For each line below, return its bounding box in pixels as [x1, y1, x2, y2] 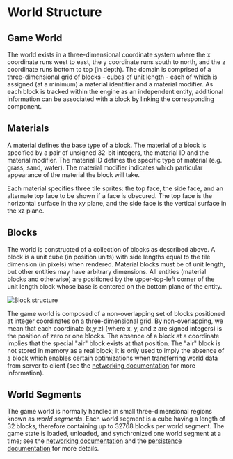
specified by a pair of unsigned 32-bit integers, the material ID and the [7, 148, 209, 157]
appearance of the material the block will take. [7, 170, 140, 179]
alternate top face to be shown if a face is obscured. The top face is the [7, 191, 213, 200]
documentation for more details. [7, 444, 99, 453]
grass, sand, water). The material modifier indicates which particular [7, 163, 203, 172]
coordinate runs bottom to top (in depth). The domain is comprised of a [7, 66, 211, 73]
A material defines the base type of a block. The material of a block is [7, 141, 207, 149]
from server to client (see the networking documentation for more [7, 361, 196, 370]
